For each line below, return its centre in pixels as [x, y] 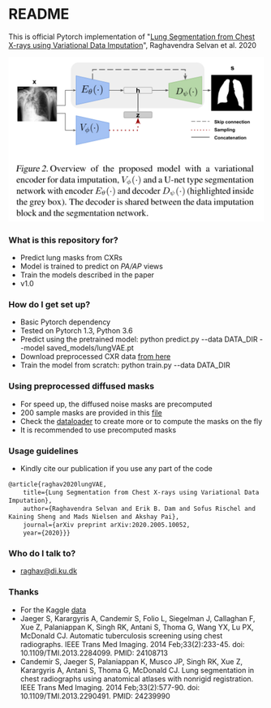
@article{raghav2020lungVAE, [58, 484]
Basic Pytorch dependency [65, 322]
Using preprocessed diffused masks [82, 386]
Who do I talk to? [42, 553]
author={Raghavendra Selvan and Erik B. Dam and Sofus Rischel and [139, 508]
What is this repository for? [64, 240]
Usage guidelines [43, 451]
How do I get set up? [49, 304]
